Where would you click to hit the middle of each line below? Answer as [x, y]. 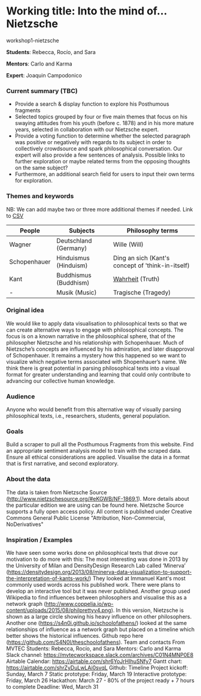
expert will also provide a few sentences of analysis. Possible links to [100, 155]
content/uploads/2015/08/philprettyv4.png [59, 610]
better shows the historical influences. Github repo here [75, 636]
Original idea [25, 310]
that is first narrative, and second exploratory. [63, 464]
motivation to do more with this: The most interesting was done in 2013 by [97, 559]
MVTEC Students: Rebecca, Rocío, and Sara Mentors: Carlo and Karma [94, 649]
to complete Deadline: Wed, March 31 [52, 687]
